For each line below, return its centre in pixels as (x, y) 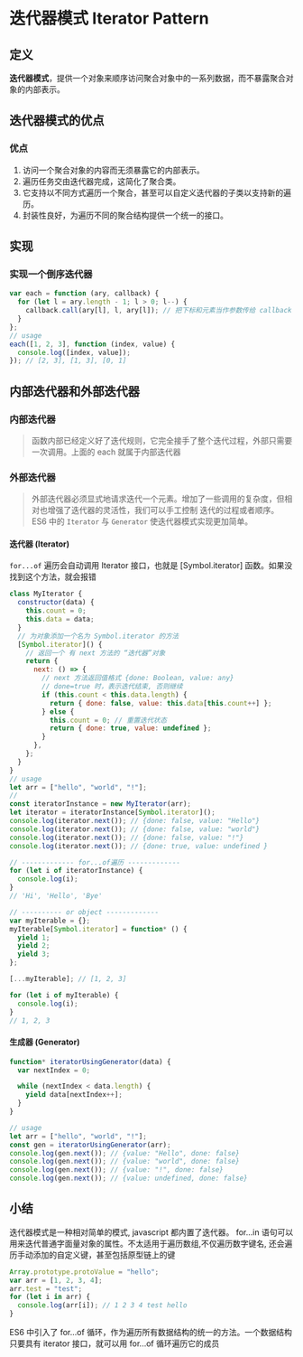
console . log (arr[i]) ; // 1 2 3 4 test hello (102, 1306)
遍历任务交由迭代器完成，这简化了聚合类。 (101, 181)
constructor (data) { (56, 603)
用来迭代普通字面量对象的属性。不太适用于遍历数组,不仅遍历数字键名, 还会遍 (151, 1243)
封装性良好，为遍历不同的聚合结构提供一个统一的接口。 (125, 215)
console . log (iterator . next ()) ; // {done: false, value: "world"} (134, 829)
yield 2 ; (34, 946)
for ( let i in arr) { (50, 1297)
